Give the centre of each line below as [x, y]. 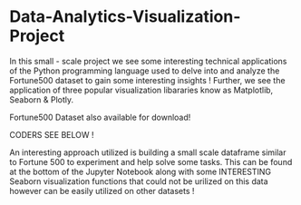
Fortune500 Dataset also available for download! [100, 117]
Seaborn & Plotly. [42, 99]
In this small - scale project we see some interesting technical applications [148, 61]
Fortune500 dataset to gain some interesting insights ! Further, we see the [147, 80]
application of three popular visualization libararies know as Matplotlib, [141, 90]
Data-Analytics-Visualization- [125, 17]
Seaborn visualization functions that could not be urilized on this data [139, 181]
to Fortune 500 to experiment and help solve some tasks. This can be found [151, 161]
